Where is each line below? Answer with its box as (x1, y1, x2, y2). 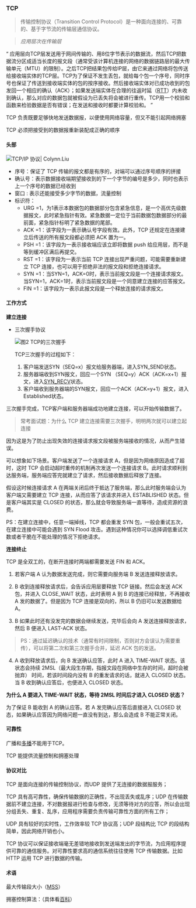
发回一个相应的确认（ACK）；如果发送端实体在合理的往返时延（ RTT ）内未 (6, 87, 183, 94)
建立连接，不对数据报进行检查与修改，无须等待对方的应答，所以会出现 (21, 801, 190, 808)
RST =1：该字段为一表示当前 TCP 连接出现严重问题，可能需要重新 (23, 255, 181, 262)
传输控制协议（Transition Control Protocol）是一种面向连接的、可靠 (20, 18, 183, 25)
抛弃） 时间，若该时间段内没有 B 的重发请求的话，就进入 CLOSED (14, 671, 172, 678)
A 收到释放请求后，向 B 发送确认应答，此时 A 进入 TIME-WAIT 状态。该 (14, 657, 185, 664)
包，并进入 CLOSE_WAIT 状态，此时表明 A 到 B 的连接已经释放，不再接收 (14, 590, 190, 597)
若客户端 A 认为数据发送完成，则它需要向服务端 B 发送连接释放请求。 (14, 570, 181, 578)
